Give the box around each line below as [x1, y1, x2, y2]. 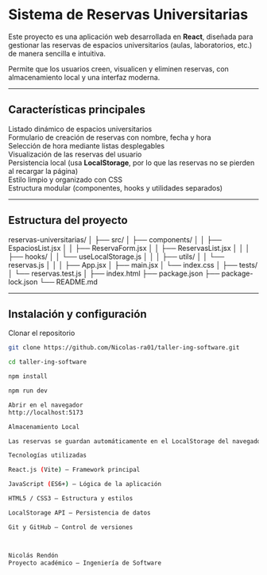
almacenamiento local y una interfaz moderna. [8, 72, 161, 82]
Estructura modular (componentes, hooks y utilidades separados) [8, 183, 223, 192]
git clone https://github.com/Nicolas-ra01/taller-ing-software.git [8, 344, 240, 352]
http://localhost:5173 [8, 408, 83, 416]
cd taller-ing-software [8, 358, 87, 366]
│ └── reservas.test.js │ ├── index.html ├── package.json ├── [8, 268, 220, 278]
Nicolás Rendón [8, 551, 59, 559]
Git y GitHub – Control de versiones [8, 523, 133, 531]
